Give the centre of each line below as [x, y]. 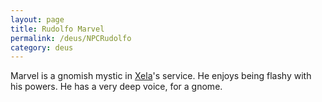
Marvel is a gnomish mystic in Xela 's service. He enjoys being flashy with [161, 76]
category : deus [42, 47]
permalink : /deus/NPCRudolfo [71, 38]
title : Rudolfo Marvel [57, 29]
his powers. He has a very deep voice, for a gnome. [116, 87]
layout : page [37, 19]
